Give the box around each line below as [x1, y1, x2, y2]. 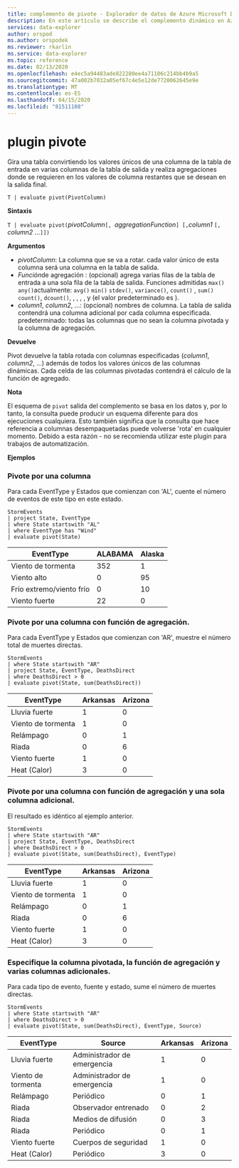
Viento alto [11, 573, 48, 583]
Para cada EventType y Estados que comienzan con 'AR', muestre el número [7, 634, 231, 642]
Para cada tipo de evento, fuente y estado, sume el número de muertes [7, 983, 216, 991]
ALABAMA [96, 549, 134, 559]
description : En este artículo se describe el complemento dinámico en [7, 17, 224, 24]
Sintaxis [7, 206, 32, 215]
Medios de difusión [73, 1115, 137, 1124]
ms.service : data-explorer [7, 51, 87, 58]
